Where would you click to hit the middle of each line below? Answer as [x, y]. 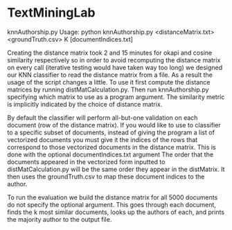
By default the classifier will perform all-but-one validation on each [102, 117]
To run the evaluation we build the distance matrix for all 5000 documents [113, 197]
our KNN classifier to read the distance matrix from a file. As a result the [110, 75]
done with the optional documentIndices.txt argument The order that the [110, 154]
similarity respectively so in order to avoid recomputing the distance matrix [114, 60]
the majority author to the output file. [60, 219]
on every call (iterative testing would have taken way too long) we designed [115, 67]
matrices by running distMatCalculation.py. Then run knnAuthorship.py [108, 89]
